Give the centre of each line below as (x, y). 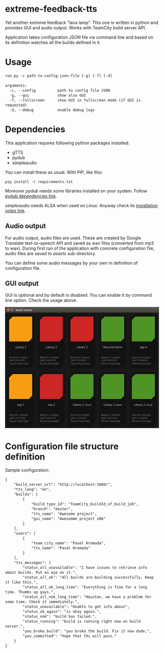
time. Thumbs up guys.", (30, 592)
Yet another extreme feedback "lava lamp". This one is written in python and (82, 22)
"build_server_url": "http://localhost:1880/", (63, 485)
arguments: (16, 86)
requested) (16, 105)
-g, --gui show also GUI (48, 95)
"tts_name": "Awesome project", (64, 514)
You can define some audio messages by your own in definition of (72, 263)
